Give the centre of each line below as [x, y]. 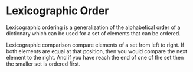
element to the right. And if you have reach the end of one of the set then [95, 57]
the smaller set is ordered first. [43, 64]
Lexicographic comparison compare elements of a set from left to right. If [95, 45]
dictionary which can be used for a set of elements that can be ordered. [94, 33]
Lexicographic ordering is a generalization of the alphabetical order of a [93, 27]
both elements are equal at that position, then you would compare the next [97, 51]
